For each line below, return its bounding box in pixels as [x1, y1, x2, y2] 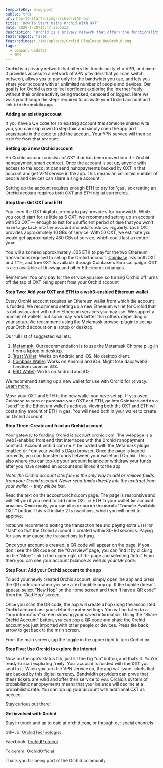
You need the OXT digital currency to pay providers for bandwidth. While [5, 209, 150, 215]
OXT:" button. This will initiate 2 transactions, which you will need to [5, 508, 141, 514]
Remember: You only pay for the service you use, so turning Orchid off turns [5, 274, 158, 280]
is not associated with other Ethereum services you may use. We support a [5, 309, 155, 314]
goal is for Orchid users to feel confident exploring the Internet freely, [5, 86, 144, 92]
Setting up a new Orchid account [5, 145, 73, 151]
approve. [5, 513, 23, 519]
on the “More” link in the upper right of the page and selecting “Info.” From [5, 553, 154, 559]
